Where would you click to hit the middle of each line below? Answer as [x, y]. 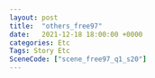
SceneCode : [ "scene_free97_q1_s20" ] [78, 59]
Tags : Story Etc [40, 51]
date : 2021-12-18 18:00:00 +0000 [76, 34]
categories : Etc [40, 43]
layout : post [34, 17]
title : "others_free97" [56, 26]
